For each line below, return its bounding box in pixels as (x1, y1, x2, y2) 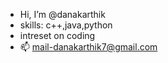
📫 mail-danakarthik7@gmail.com (19, 41, 158, 53)
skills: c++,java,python (19, 19, 113, 31)
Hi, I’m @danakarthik (19, 9, 106, 20)
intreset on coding (19, 30, 96, 41)
